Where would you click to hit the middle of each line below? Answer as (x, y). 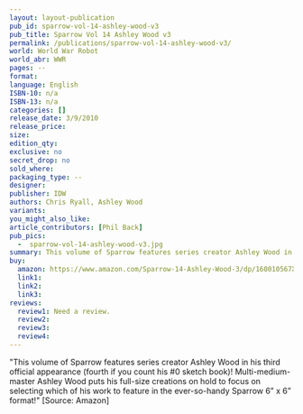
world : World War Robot (54, 51)
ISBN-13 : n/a (34, 101)
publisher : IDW (38, 194)
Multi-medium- (263, 372)
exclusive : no (36, 152)
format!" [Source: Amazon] (60, 400)
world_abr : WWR (38, 60)
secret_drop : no (40, 160)
